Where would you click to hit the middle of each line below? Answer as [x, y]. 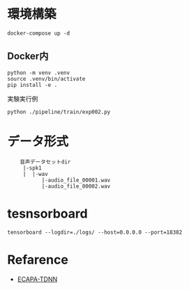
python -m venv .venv [39, 73]
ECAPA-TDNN [37, 279]
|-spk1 [32, 168]
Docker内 [28, 56]
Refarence [38, 260]
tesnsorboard [48, 214]
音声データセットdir [45, 162]
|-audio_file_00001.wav [76, 180]
